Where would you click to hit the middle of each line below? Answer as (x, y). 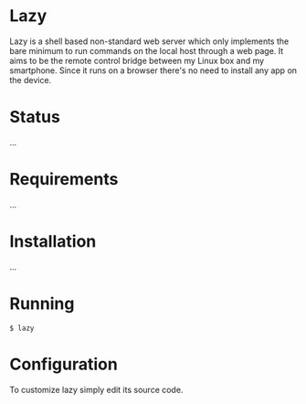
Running (42, 303)
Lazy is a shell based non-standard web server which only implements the (149, 41)
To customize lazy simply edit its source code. (96, 389)
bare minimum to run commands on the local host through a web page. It (147, 50)
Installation (53, 241)
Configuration (64, 364)
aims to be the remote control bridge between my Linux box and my (137, 60)
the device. (31, 80)
